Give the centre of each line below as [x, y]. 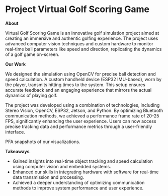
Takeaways [17, 151]
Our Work [16, 64]
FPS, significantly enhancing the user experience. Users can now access [81, 121]
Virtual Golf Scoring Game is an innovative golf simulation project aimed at [82, 33]
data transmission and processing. [48, 177]
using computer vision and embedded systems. [62, 166]
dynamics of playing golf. [31, 95]
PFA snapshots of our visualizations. [43, 142]
